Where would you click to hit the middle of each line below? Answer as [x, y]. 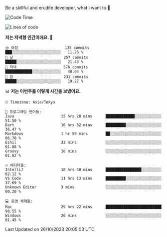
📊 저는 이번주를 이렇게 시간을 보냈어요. [43, 91]
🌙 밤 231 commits [47, 77]
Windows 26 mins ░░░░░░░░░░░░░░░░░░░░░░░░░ [83, 215]
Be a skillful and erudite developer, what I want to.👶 [58, 8]
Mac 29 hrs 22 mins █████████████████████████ [83, 207]
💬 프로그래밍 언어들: [23, 112]
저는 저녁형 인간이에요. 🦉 [29, 37]
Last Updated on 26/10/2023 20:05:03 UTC [50, 229]
